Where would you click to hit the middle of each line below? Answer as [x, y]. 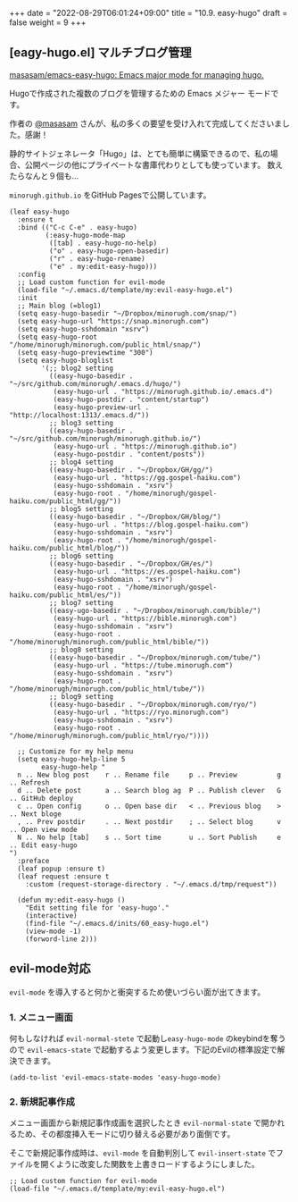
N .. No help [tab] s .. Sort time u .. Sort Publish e [149, 837]
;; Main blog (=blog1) [59, 306]
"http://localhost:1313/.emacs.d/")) [79, 415]
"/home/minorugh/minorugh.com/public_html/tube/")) [107, 689]
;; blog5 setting [81, 509]
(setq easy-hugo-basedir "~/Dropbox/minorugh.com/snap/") [128, 313]
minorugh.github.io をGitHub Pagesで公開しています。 [110, 195]
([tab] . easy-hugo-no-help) [103, 243]
